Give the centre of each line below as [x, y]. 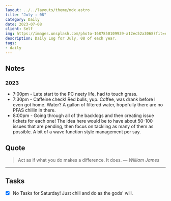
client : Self [19, 29]
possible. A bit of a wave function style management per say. [77, 132]
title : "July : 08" [26, 15]
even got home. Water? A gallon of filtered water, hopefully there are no [88, 105]
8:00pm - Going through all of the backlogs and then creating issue [83, 116]
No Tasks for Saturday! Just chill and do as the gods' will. [73, 193]
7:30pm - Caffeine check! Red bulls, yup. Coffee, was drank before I [84, 99]
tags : [11, 43]
